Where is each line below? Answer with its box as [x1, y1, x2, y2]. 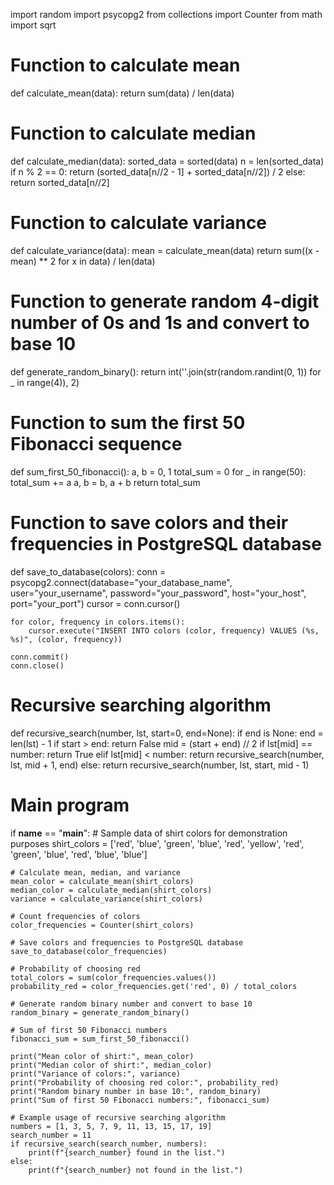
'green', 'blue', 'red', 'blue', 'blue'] [10, 848, 148, 860]
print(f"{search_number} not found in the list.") [28, 1165, 244, 1175]
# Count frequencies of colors [10, 911, 141, 921]
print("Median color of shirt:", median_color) [10, 1060, 213, 1070]
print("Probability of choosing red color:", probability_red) [10, 1077, 280, 1088]
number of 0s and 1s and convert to [10, 312, 310, 334]
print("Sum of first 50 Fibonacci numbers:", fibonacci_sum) [10, 1095, 271, 1105]
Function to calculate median [10, 122, 257, 145]
